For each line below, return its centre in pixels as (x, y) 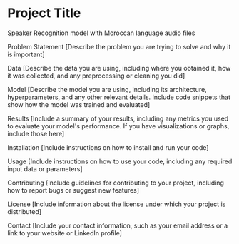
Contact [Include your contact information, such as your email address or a (118, 225)
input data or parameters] (45, 168)
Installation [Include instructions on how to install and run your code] (108, 147)
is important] (26, 54)
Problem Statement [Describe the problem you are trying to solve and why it (119, 46)
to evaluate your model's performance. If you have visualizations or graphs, (118, 126)
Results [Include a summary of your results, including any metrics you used (118, 118)
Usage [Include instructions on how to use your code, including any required (120, 161)
